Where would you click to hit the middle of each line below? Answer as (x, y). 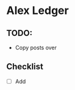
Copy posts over (36, 47)
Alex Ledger (37, 11)
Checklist (25, 67)
